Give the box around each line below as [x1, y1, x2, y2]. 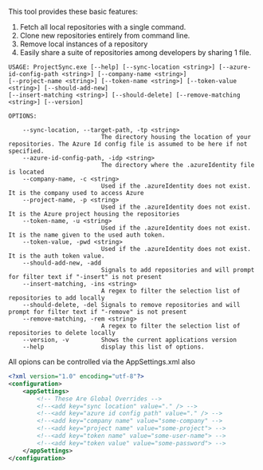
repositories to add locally [8, 294, 105, 302]
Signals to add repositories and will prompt [100, 266, 255, 274]
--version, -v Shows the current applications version [22, 336, 237, 344]
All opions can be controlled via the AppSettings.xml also [8, 357, 195, 366]
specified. [8, 147, 45, 155]
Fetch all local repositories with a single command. [19, 22, 186, 31]
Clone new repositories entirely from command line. [19, 31, 190, 40]
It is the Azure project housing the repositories [8, 210, 180, 218]
